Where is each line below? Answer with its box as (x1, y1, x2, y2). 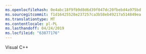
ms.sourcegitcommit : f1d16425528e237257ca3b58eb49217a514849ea (5, 12, 141, 17)
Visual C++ (5, 44, 29, 50)
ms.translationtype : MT (5, 16, 56, 21)
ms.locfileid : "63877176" (5, 30, 60, 35)
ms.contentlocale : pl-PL (5, 21, 58, 26)
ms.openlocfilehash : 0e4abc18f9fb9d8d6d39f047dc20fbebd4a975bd (5, 7, 141, 12)
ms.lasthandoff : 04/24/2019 (5, 26, 65, 31)
